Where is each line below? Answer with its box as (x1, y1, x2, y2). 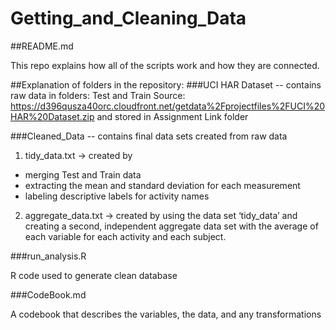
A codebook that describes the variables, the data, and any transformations (10, 308, 322, 320)
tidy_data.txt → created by (24, 149, 133, 161)
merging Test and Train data (24, 168, 142, 181)
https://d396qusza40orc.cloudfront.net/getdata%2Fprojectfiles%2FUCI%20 (10, 100, 326, 112)
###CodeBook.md (10, 288, 87, 301)
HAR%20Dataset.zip (10, 110, 95, 122)
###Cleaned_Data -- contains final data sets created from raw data (10, 130, 288, 142)
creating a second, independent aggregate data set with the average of (24, 220, 319, 232)
